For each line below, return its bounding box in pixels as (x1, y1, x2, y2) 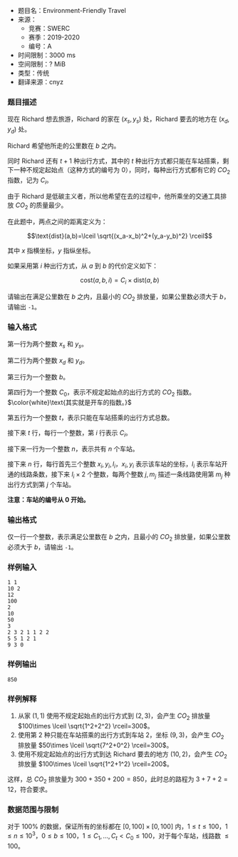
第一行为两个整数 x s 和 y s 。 (7, 340, 88, 350)
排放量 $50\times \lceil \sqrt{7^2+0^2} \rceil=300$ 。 (17, 741, 173, 749)
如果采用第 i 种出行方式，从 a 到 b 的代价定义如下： (7, 261, 159, 270)
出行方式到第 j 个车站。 (7, 480, 76, 488)
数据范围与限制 (7, 805, 59, 815)
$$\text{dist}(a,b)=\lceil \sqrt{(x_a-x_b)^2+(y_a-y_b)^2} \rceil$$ (27, 231, 212, 241)
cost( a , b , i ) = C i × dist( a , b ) (80, 276, 160, 286)
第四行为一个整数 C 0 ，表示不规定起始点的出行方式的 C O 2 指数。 (7, 388, 196, 398)
